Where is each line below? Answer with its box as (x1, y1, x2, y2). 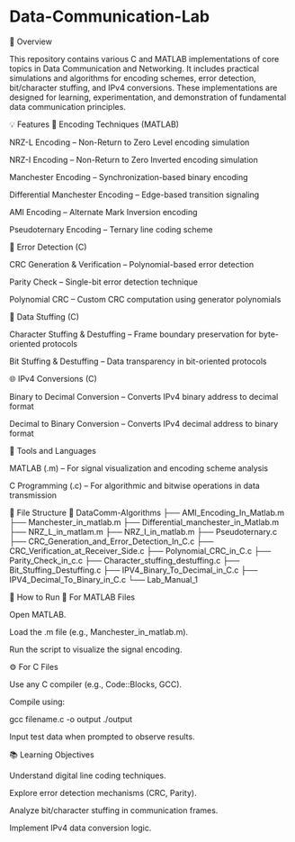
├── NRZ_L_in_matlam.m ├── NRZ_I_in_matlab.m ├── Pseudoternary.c (9, 526, 277, 537)
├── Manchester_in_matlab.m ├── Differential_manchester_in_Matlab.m (9, 516, 280, 528)
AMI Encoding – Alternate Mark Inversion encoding (9, 206, 198, 217)
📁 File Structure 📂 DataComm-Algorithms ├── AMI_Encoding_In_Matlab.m (9, 507, 285, 518)
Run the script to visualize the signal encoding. (9, 644, 183, 655)
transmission (9, 489, 57, 501)
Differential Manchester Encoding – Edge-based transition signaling (9, 189, 260, 200)
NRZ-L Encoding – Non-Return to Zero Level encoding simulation (9, 137, 250, 148)
